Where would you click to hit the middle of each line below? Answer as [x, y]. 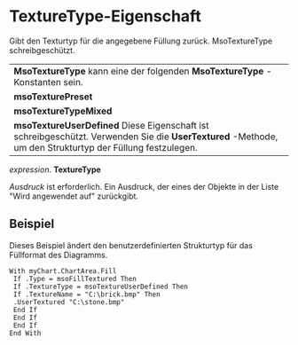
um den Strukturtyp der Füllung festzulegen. [106, 147]
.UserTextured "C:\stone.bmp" [69, 302]
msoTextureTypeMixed [63, 111]
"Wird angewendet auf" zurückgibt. [74, 196]
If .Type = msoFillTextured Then [75, 278]
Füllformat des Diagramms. [59, 255]
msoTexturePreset [53, 97]
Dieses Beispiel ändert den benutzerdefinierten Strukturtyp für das [131, 245]
